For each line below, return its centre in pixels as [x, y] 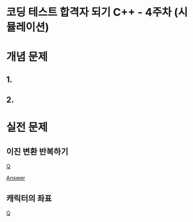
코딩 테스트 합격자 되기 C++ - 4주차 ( [92, 12]
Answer [16, 178]
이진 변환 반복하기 [37, 151]
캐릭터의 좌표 [29, 198]
